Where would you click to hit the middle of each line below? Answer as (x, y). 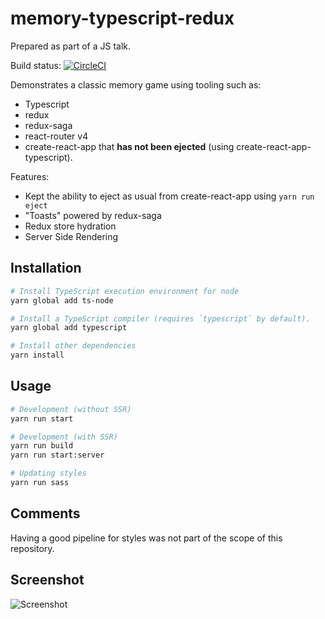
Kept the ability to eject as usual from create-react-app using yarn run (169, 196)
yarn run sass (40, 483)
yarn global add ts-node (62, 300)
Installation (46, 268)
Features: (30, 176)
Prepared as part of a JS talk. (71, 46)
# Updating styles (48, 473)
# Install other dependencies (73, 346)
